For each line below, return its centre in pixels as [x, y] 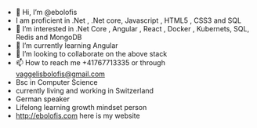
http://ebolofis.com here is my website [78, 115]
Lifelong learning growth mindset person [81, 107]
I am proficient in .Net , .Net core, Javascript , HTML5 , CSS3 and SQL [128, 20]
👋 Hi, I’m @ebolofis [46, 12]
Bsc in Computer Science [56, 82]
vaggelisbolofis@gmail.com [60, 74]
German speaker [43, 99]
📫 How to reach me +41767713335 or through [90, 62]
